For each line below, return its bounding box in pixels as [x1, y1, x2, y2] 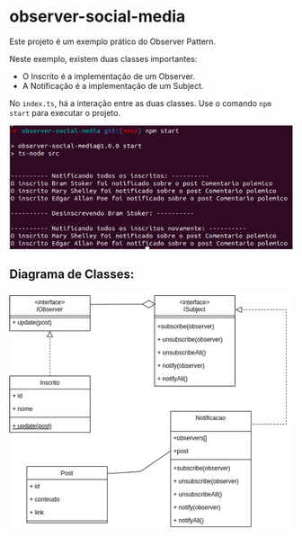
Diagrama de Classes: [9, 267, 135, 282]
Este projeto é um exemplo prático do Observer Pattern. [9, 36, 217, 47]
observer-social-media [9, 6, 186, 27]
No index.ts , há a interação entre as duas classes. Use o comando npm [9, 97, 272, 109]
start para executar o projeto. [9, 107, 121, 118]
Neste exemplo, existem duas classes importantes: [9, 53, 198, 64]
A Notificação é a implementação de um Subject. [22, 80, 204, 91]
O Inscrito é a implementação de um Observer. [22, 70, 196, 82]
